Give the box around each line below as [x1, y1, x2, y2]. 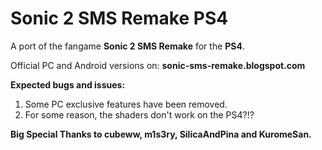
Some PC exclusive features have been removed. [24, 98, 228, 110]
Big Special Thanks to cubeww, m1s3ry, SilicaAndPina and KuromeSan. [10, 128, 312, 140]
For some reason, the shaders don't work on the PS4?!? [24, 108, 255, 121]
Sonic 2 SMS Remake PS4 [10, 7, 229, 30]
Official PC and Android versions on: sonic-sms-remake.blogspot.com [10, 59, 306, 71]
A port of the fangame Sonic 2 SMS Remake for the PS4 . [10, 40, 246, 52]
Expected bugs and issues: [10, 78, 126, 91]
